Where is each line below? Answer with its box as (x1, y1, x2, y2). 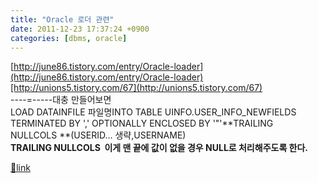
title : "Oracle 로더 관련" (10, 14, 115, 25)
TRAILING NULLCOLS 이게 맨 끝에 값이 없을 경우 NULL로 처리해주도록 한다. (10, 142, 309, 154)
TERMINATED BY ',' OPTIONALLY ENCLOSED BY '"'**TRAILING (10, 117, 274, 130)
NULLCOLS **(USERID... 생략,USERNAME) (10, 129, 187, 141)
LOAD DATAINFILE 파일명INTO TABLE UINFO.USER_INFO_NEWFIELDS (10, 106, 297, 118)
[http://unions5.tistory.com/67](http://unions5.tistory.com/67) (10, 82, 263, 94)
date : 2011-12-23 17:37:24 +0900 (10, 24, 150, 34)
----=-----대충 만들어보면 (10, 94, 112, 106)
